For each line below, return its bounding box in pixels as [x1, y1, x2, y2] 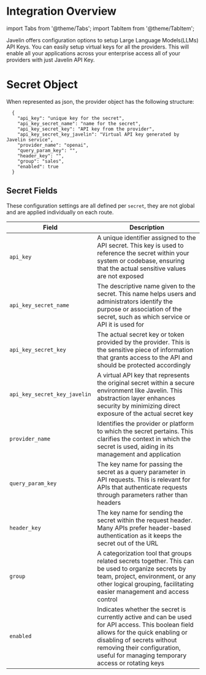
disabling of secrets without [97, 636, 177, 644]
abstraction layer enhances [97, 394, 176, 402]
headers [97, 498, 121, 507]
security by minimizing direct [97, 401, 181, 410]
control [97, 595, 118, 603]
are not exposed [97, 271, 144, 280]
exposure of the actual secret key [97, 409, 194, 418]
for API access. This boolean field [97, 620, 194, 629]
